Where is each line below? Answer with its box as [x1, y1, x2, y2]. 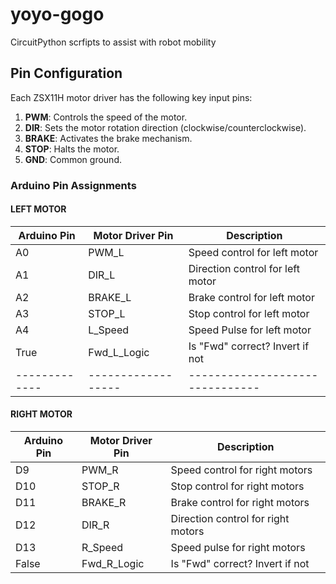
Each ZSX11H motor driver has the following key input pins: [10, 91, 253, 103]
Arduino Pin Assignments [10, 178, 137, 192]
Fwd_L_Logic [88, 345, 150, 359]
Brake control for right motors [170, 496, 310, 510]
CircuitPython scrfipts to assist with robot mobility [10, 36, 217, 48]
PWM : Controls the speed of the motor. [24, 111, 188, 123]
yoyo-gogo [10, 3, 105, 26]
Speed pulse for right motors [170, 541, 306, 555]
